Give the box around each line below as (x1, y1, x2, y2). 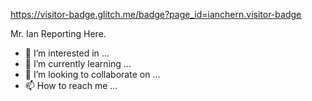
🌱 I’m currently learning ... (24, 58, 132, 69)
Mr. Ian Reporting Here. (10, 28, 107, 39)
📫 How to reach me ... (24, 80, 118, 91)
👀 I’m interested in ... (24, 47, 110, 59)
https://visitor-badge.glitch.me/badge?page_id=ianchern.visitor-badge (10, 9, 302, 20)
